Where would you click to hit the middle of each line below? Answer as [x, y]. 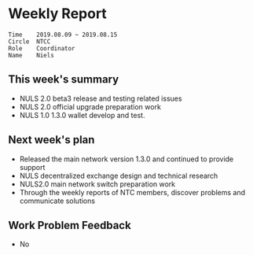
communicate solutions [57, 201]
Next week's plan [51, 140]
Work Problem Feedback [70, 225]
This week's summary [64, 79]
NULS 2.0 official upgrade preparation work [90, 106]
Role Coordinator [42, 48]
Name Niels [31, 55]
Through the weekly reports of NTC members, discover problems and [132, 192]
